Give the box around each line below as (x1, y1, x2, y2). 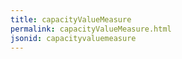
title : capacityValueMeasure (10, 14, 132, 25)
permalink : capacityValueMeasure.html (10, 24, 172, 34)
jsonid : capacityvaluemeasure (10, 33, 137, 43)
